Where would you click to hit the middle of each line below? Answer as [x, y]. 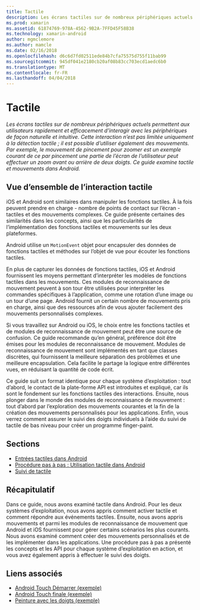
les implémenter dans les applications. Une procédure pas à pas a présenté [99, 542]
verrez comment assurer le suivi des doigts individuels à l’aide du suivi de [96, 419]
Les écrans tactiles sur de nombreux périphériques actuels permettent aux [98, 124]
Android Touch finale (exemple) [53, 594]
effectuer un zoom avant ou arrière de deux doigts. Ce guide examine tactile [100, 162]
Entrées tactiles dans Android [51, 458]
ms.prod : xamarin [28, 23]
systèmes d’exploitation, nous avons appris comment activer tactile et [92, 510]
